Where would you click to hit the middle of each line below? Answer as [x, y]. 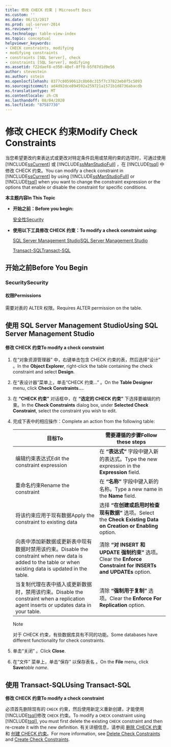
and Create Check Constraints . [38, 739]
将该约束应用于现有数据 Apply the [55, 516]
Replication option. [122, 605]
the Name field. [118, 496]
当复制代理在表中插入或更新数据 [53, 585]
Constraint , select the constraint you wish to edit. [65, 411]
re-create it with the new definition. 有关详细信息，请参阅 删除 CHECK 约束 [83, 727]
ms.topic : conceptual [28, 39]
